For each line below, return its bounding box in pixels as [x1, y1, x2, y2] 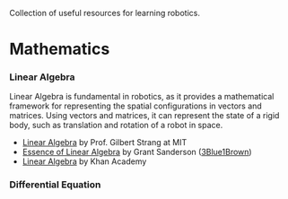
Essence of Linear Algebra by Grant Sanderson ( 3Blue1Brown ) [22, 147, 253, 158]
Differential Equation [9, 178, 101, 191]
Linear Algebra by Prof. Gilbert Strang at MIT [22, 137, 188, 148]
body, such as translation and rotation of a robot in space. [9, 120, 223, 131]
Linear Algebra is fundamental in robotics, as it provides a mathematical [9, 91, 275, 102]
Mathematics [9, 39, 110, 59]
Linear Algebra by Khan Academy [22, 156, 147, 167]
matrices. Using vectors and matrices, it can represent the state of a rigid [9, 110, 280, 121]
